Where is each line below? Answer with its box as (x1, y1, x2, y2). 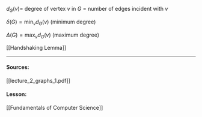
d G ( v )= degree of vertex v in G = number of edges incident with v (6, 5, 168, 14)
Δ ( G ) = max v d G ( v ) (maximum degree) (6, 31, 100, 40)
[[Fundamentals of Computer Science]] (6, 104, 103, 111)
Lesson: (6, 91, 27, 98)
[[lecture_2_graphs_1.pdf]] (6, 77, 71, 84)
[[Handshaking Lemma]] (6, 44, 67, 52)
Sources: (6, 63, 29, 71)
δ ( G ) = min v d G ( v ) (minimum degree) (6, 18, 96, 26)
